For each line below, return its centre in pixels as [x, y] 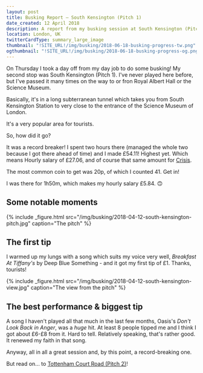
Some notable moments [52, 202]
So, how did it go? [29, 135]
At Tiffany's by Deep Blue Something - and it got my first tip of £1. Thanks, [99, 263]
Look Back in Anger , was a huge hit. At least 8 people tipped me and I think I [101, 328]
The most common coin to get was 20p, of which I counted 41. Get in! [93, 171]
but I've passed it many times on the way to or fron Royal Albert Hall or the [99, 81]
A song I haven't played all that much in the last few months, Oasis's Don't [98, 321]
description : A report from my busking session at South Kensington [94, 29]
